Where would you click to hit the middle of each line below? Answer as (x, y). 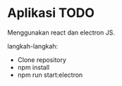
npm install (33, 67)
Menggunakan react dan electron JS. (61, 32)
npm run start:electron (50, 75)
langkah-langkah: (33, 46)
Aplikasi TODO (51, 13)
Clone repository (42, 60)
